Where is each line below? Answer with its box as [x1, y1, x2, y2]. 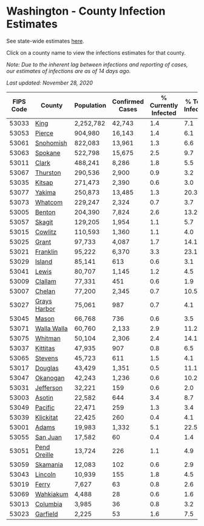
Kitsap [35, 178, 53, 187]
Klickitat [35, 413, 58, 421]
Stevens [35, 354, 59, 362]
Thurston [35, 168, 61, 177]
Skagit [35, 218, 53, 226]
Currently [149, 101, 178, 109]
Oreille [35, 450, 54, 459]
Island [35, 257, 53, 266]
